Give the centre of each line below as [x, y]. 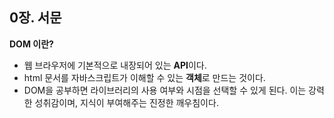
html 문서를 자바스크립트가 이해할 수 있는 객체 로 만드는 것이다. [144, 77]
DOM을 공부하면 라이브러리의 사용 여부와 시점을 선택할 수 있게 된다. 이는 [165, 90]
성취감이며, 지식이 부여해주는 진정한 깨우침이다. [126, 102]
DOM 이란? [31, 44]
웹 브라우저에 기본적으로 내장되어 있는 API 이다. [115, 65]
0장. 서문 [35, 18]
